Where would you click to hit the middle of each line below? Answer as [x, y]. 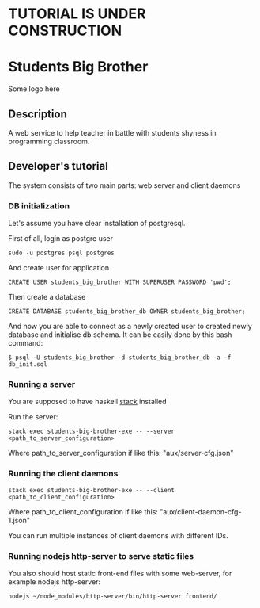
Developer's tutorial [58, 166]
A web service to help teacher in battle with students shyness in [112, 132]
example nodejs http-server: [55, 581]
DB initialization [39, 205]
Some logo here [34, 89]
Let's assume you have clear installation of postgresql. [97, 224]
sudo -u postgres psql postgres [61, 253]
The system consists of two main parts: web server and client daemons [124, 185]
